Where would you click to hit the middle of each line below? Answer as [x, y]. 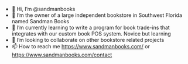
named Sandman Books [40, 21]
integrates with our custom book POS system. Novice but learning [91, 34]
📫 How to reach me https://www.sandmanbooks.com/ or [81, 46]
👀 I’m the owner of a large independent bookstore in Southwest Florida [97, 15]
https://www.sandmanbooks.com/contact [62, 55]
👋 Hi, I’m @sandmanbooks [43, 9]
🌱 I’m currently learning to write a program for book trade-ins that [90, 27]
